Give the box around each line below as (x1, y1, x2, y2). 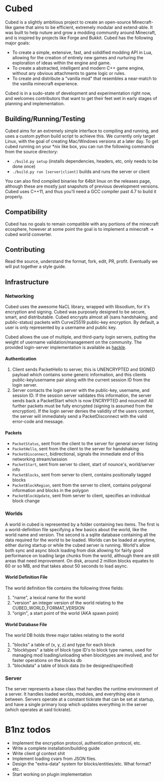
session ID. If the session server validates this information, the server (12, 392, 152, 398)
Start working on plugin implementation (12, 771, 92, 777)
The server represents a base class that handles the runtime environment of (5, 686, 159, 692)
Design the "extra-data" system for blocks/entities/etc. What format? (12, 761, 152, 767)
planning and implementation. (5, 100, 65, 106)
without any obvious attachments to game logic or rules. (12, 70, 126, 76)
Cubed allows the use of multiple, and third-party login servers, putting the (5, 334, 156, 340)
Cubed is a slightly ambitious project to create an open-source (5, 19, 131, 25)
